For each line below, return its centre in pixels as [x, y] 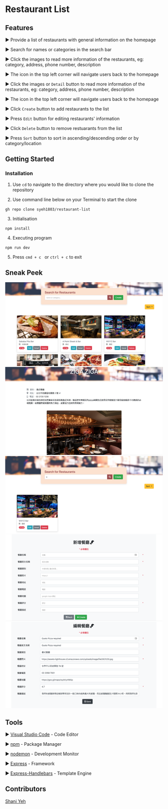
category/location [23, 143]
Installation [19, 173]
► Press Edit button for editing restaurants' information [62, 119]
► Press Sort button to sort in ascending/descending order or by [72, 138]
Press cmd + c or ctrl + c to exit [47, 257]
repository [23, 190]
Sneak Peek [24, 273]
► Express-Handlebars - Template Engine [48, 773]
